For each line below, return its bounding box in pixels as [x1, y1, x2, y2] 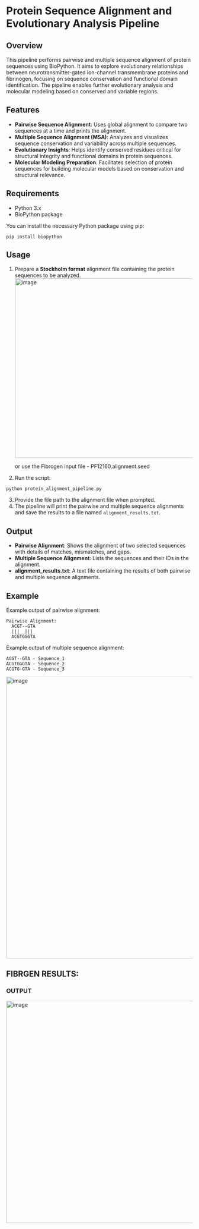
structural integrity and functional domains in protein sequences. [14, 152, 173, 159]
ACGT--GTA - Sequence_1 [6, 656, 65, 662]
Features [6, 105, 40, 115]
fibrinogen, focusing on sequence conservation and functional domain [6, 76, 178, 82]
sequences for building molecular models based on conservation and [14, 165, 184, 172]
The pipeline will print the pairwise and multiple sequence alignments [14, 502, 184, 510]
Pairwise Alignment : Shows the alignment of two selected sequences [14, 542, 186, 549]
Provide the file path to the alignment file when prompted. [14, 496, 156, 504]
